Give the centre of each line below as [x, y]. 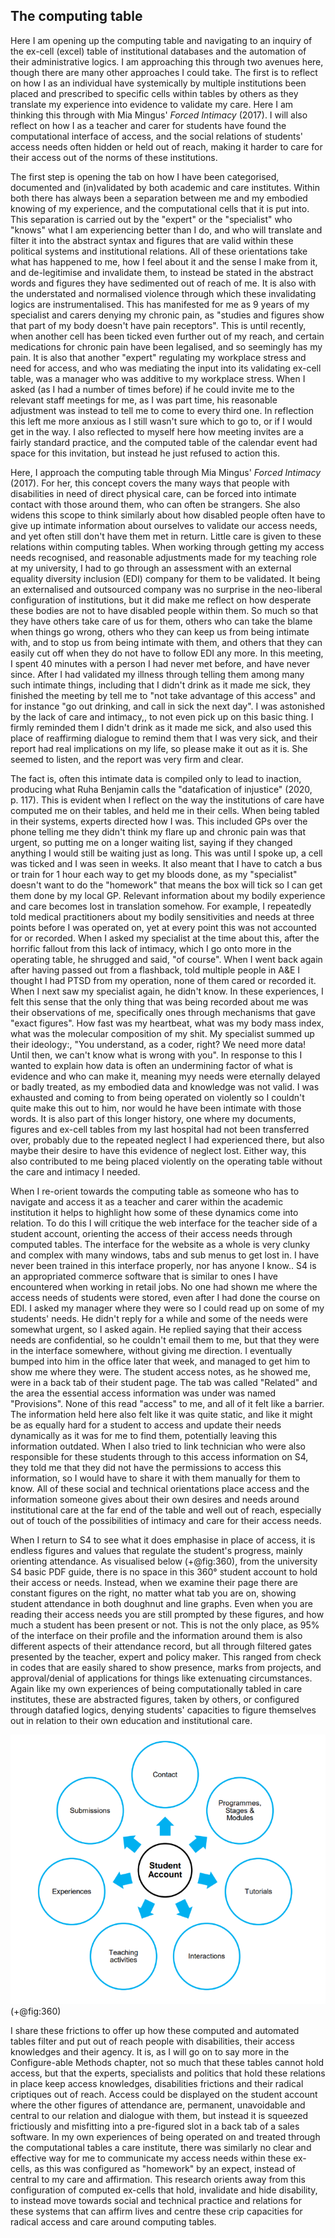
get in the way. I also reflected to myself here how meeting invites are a [157, 431]
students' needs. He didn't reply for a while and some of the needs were [159, 1318]
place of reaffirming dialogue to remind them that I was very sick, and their [164, 738]
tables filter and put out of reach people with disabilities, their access [152, 2041]
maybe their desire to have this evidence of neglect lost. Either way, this [158, 1150]
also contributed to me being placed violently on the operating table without [166, 1161]
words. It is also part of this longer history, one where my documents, [153, 1118]
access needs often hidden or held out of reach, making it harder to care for [166, 146]
